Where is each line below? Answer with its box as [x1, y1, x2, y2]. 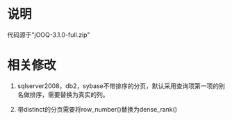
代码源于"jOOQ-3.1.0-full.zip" [7, 31, 90, 39]
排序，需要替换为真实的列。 [29, 90, 109, 98]
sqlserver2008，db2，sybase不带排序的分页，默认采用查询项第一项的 [17, 81, 219, 90]
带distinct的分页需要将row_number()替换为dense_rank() [17, 105, 178, 113]
